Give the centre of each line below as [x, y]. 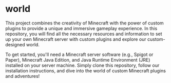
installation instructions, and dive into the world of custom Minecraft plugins [85, 71]
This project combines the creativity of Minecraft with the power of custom [85, 23]
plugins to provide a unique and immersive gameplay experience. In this [81, 28]
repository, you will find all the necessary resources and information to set [84, 34]
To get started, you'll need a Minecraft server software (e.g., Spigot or [79, 54]
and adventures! [23, 76]
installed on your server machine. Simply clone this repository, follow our [82, 65]
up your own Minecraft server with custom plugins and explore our [76, 39]
